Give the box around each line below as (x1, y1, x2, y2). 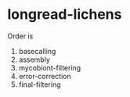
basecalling (18, 46, 56, 56)
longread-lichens (7, 5, 122, 23)
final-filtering (18, 80, 61, 89)
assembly (18, 55, 50, 64)
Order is (7, 31, 34, 41)
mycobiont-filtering (18, 63, 81, 72)
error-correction (18, 71, 71, 81)
